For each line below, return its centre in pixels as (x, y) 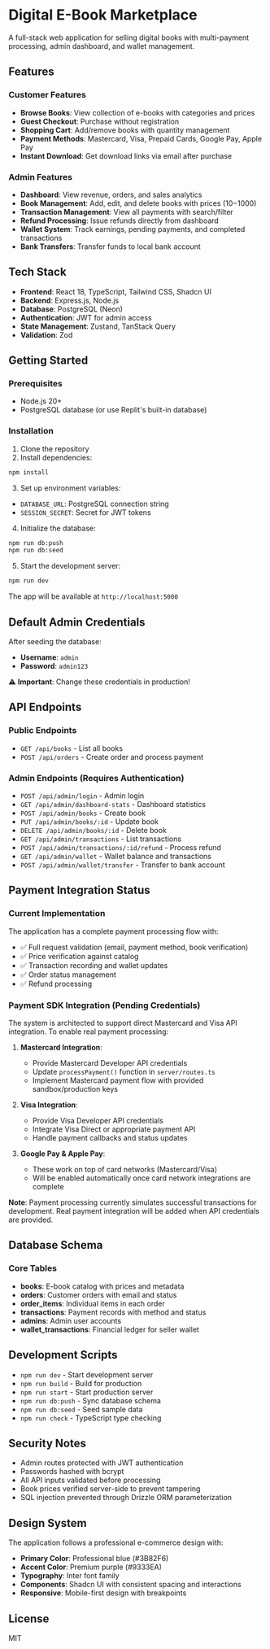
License (29, 1618)
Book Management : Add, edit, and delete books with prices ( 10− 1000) (138, 203)
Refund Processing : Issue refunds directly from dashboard (120, 220)
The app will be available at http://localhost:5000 (94, 596)
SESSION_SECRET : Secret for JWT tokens (86, 512)
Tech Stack (37, 272)
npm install (28, 472)
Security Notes (48, 1443)
